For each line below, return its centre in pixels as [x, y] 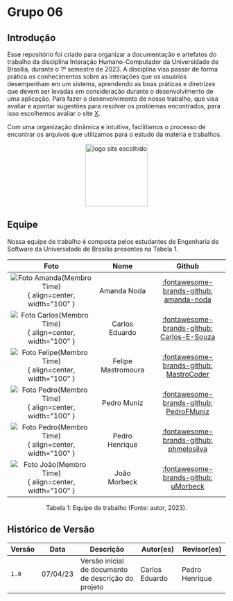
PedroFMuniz [188, 411]
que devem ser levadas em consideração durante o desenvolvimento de [110, 91]
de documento [104, 569]
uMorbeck [188, 486]
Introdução [32, 38]
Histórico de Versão [51, 530]
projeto [92, 586]
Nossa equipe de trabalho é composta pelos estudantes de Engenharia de [113, 241]
